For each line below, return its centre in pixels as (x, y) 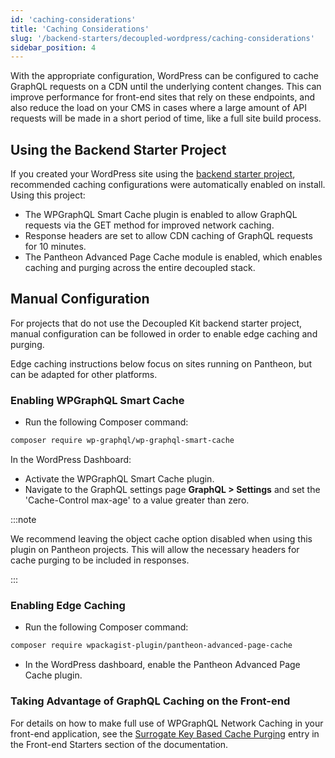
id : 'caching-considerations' (73, 19)
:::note (23, 520)
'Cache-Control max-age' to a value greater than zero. (137, 500)
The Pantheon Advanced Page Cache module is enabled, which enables (173, 257)
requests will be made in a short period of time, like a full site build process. (166, 118)
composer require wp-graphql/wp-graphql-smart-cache (122, 441)
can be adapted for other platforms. (84, 374)
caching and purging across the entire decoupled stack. (140, 268)
